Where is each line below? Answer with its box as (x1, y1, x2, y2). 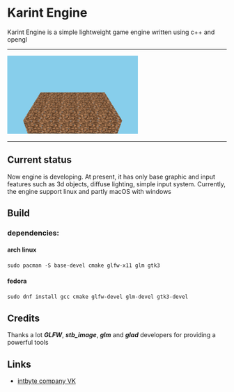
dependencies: (7, 228, 59, 238)
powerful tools (7, 338, 49, 347)
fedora (7, 277, 27, 285)
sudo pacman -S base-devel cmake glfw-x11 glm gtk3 (7, 262, 160, 269)
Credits (7, 312, 40, 324)
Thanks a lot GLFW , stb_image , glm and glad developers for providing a (7, 331, 216, 339)
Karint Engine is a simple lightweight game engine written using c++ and (7, 28, 215, 36)
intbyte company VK (17, 377, 77, 385)
